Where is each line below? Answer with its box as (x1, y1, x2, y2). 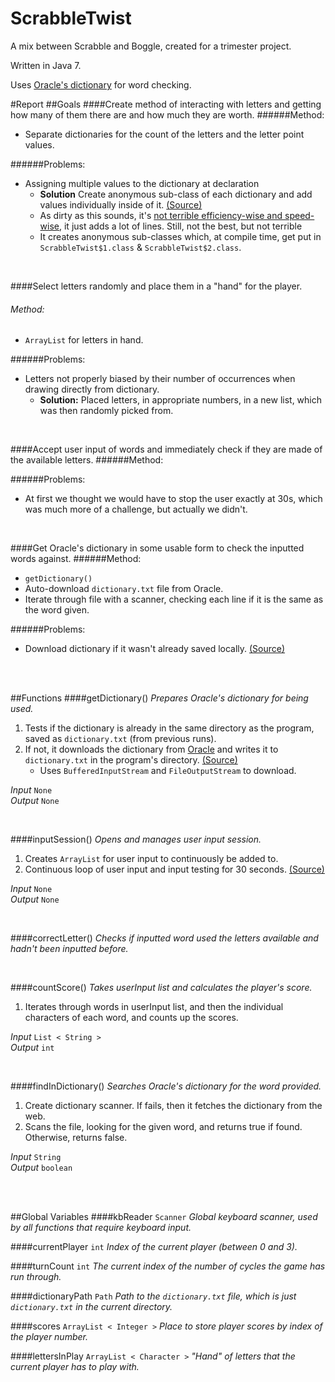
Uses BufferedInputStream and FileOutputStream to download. (39, 765, 297, 777)
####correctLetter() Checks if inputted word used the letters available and (10, 932, 319, 944)
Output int (10, 1042, 55, 1054)
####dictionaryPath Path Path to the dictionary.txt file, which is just (10, 1290, 297, 1302)
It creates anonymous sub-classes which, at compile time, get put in (39, 230, 322, 242)
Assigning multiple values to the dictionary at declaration (24, 177, 260, 189)
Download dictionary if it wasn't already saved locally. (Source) (24, 643, 286, 655)
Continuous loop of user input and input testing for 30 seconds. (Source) (24, 863, 325, 876)
